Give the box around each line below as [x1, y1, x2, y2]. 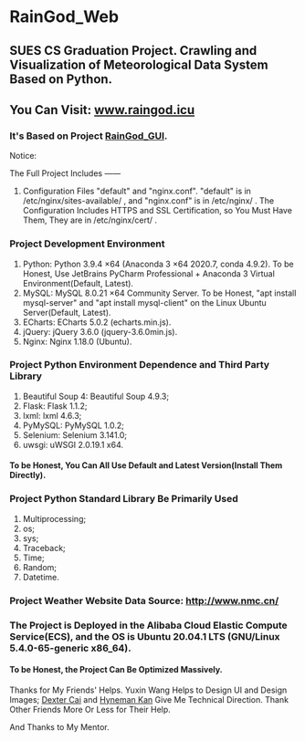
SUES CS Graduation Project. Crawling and [9, 43, 258, 58]
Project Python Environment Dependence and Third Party [9, 359, 270, 371]
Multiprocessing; [22, 513, 87, 524]
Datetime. [22, 571, 59, 582]
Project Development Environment [9, 237, 166, 250]
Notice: [9, 151, 37, 162]
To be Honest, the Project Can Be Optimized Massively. [9, 664, 224, 675]
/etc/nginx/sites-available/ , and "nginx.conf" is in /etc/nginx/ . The [22, 195, 275, 206]
